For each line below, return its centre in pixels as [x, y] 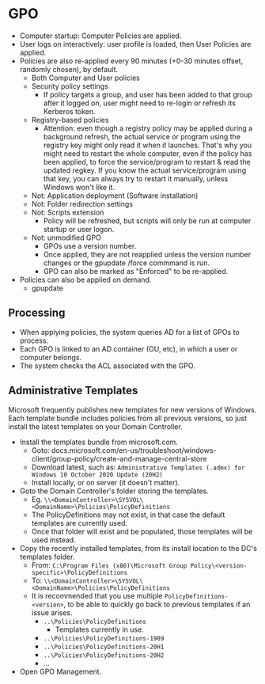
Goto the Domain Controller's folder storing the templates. [114, 491]
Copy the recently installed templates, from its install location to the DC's [138, 548]
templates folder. [47, 557]
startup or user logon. [79, 229]
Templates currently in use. [99, 629]
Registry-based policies [70, 120]
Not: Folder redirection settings [82, 203]
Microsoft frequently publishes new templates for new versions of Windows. [132, 409]
